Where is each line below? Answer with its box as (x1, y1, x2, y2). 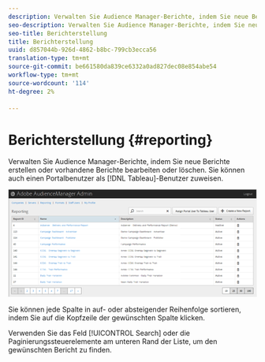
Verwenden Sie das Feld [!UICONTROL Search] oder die (8, 328, 191, 338)
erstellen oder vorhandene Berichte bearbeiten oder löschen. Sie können (8, 166, 245, 175)
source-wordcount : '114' (8, 79, 90, 87)
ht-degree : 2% (8, 88, 55, 95)
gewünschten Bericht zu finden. (8, 345, 112, 355)
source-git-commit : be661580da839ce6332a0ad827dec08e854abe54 (8, 63, 217, 71)
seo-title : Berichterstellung (8, 29, 108, 37)
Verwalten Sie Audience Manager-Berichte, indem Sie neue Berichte (8, 157, 230, 166)
